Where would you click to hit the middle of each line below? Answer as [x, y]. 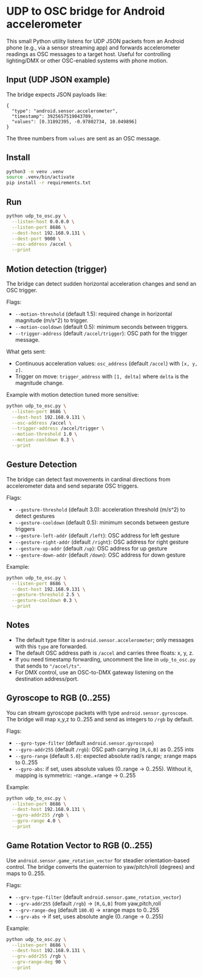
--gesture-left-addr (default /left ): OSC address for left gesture [97, 535]
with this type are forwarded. [51, 646]
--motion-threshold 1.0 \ [45, 434]
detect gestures [35, 516]
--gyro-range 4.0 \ [36, 821]
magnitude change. [39, 383]
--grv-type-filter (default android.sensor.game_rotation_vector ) [98, 897]
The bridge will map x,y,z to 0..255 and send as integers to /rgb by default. [100, 719]
